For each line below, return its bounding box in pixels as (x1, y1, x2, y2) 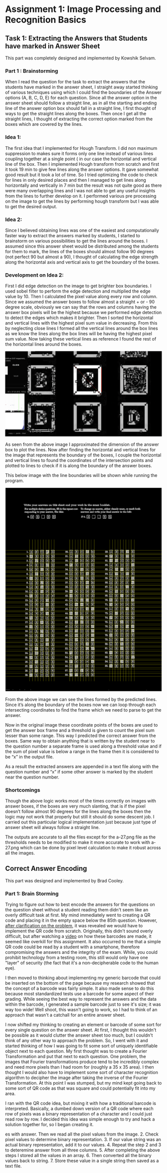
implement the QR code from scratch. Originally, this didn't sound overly (5, 928, 153, 934)
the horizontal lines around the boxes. (5, 341, 83, 348)
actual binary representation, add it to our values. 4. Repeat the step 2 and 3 (5, 1142, 162, 1148)
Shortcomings (5, 786, 41, 793)
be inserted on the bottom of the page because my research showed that (5, 980, 155, 986)
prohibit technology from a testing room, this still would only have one (5, 955, 148, 961)
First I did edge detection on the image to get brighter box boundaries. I (5, 283, 152, 289)
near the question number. (5, 774, 60, 780)
